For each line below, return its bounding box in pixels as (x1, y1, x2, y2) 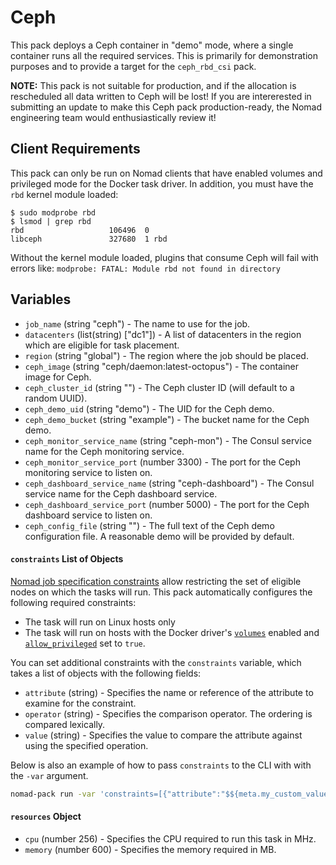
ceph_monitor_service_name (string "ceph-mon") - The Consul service (24, 434, 312, 446)
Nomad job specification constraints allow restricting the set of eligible (10, 575, 302, 587)
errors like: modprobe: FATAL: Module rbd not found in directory (10, 262, 281, 274)
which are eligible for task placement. (24, 339, 180, 351)
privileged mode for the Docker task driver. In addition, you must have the (10, 177, 314, 190)
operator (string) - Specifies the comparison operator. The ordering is (24, 707, 313, 720)
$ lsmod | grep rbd (10, 216, 92, 226)
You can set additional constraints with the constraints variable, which (10, 656, 302, 668)
